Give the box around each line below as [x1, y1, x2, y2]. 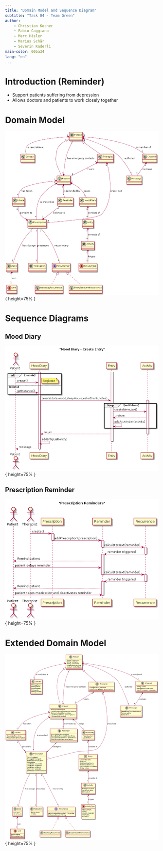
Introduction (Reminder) [5, 76, 105, 87]
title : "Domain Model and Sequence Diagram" [5, 8, 97, 13]
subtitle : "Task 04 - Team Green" [5, 13, 75, 18]
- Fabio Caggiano [14, 28, 49, 34]
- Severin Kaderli [14, 44, 51, 49]
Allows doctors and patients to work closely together [12, 97, 118, 103]
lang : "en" [5, 54, 27, 59]
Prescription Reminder [5, 485, 75, 494]
